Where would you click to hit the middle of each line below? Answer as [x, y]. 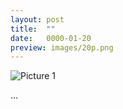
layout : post [37, 19]
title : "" [33, 29]
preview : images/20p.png [62, 47]
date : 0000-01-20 [51, 38]
